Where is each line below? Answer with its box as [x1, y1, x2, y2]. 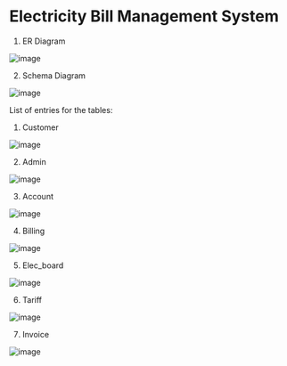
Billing [21, 225, 45, 236]
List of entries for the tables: [9, 104, 113, 115]
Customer [21, 122, 60, 133]
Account [21, 191, 53, 201]
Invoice [21, 329, 50, 339]
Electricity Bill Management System [9, 6, 279, 27]
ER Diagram [21, 36, 66, 46]
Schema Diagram [21, 69, 86, 81]
